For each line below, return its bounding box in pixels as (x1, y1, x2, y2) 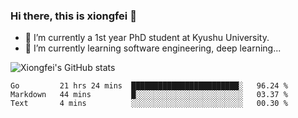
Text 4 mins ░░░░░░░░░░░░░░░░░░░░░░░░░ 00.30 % (10, 99, 288, 109)
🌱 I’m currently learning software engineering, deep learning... (24, 42, 282, 54)
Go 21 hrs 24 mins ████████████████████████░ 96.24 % (10, 81, 288, 91)
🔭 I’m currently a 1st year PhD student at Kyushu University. (24, 32, 270, 44)
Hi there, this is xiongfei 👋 (10, 9, 137, 23)
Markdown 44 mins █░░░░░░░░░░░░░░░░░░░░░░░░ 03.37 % (10, 90, 288, 100)
